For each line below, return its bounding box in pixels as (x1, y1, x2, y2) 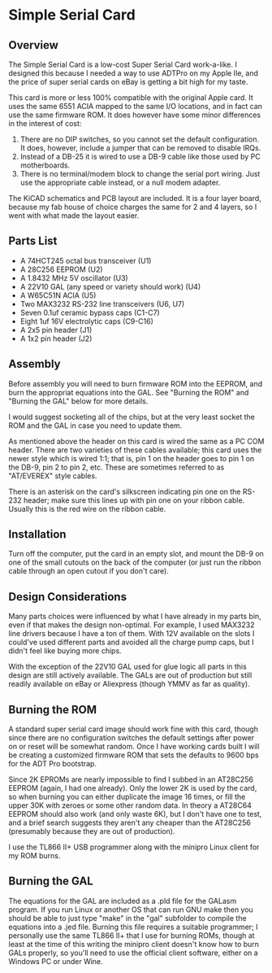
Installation (8, 527, 67, 542)
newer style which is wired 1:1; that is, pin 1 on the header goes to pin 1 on (8, 453, 255, 463)
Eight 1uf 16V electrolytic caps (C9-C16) (19, 316, 154, 326)
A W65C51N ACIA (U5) (19, 290, 97, 300)
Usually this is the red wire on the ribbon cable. (8, 504, 166, 513)
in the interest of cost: (8, 119, 82, 128)
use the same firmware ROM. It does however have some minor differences (8, 110, 261, 120)
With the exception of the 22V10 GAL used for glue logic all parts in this (8, 661, 248, 672)
